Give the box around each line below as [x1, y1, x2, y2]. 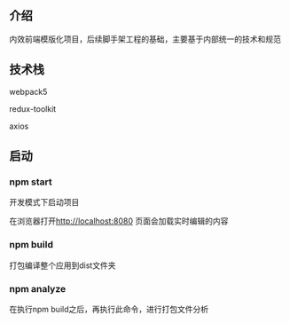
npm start [9, 176, 53, 188]
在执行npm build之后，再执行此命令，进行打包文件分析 [9, 303, 209, 314]
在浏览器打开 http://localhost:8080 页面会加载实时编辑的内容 [9, 216, 229, 226]
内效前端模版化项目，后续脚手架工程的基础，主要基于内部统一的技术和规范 [9, 34, 281, 44]
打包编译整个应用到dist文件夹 [9, 260, 116, 271]
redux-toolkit [9, 103, 57, 114]
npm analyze [9, 282, 67, 295]
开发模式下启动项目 [9, 197, 80, 208]
